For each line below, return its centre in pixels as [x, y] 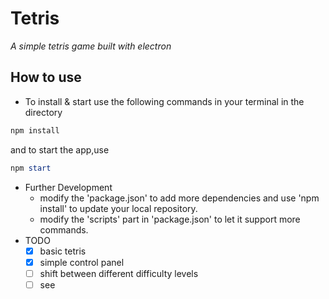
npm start [31, 168]
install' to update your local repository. [118, 208]
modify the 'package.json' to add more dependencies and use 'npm [179, 198]
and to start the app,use [60, 149]
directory [43, 112]
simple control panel [82, 262]
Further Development [68, 187]
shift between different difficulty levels [119, 273]
